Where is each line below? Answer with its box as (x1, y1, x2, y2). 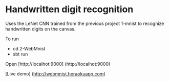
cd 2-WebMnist (12, 45, 46, 51)
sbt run (12, 51, 28, 57)
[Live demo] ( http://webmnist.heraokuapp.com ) (5, 70, 106, 77)
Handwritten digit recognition (5, 4, 134, 15)
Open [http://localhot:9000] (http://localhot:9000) (5, 61, 111, 67)
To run (5, 36, 19, 42)
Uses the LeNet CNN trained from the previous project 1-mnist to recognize (5, 20, 164, 26)
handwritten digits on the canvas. (5, 25, 76, 32)
